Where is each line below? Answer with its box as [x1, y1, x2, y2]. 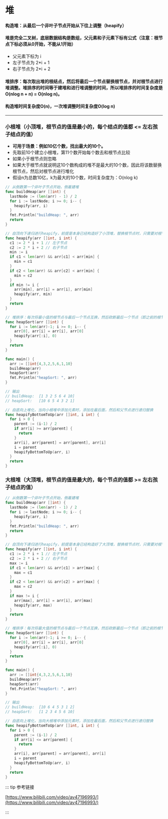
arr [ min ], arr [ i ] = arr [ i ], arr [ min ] [14, 287, 93, 292]
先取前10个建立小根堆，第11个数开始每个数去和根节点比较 [12, 149, 130, 156]
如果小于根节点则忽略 [12, 156, 56, 162]
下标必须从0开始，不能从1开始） [9, 41, 76, 47]
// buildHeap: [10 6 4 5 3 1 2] [5, 704, 75, 710]
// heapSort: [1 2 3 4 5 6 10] [5, 709, 75, 714]
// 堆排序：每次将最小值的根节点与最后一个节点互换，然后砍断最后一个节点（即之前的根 [5, 315, 161, 320]
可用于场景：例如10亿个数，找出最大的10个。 [12, 143, 106, 149]
